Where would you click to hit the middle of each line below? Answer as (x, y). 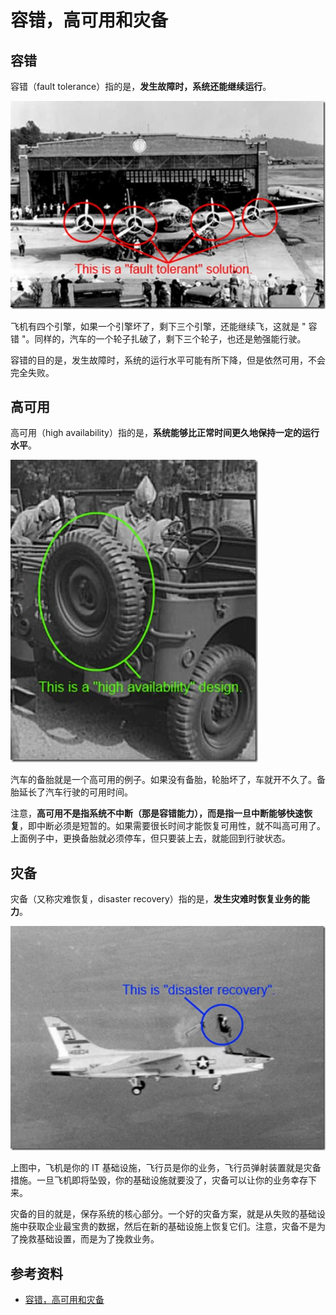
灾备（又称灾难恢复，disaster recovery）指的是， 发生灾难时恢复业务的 (156, 899)
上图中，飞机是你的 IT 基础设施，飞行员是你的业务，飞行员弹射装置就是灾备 (166, 1168)
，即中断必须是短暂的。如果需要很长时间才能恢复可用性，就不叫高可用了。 (172, 826)
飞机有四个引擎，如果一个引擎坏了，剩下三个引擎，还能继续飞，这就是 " (158, 326)
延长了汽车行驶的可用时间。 (75, 792)
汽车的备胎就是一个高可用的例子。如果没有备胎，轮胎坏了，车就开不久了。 (163, 780)
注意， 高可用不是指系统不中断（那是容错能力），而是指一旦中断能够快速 (157, 813)
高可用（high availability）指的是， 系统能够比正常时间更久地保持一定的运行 (165, 433)
